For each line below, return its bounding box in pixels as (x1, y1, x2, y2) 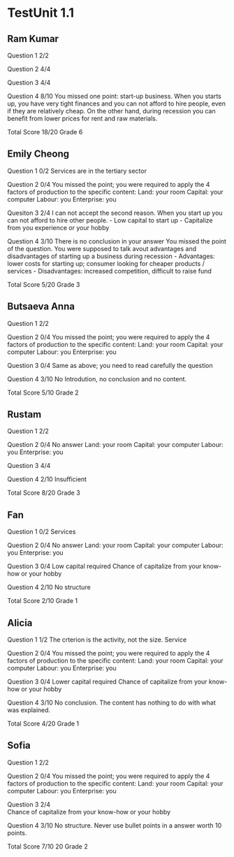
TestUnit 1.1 (7, 5, 75, 21)
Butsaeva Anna (7, 301, 75, 313)
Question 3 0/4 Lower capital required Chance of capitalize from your (7, 677, 207, 686)
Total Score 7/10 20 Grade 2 (7, 842, 89, 851)
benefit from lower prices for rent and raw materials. (7, 114, 158, 122)
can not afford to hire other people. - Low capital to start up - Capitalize (7, 215, 213, 225)
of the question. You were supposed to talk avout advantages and (7, 244, 197, 253)
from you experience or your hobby (7, 223, 110, 232)
